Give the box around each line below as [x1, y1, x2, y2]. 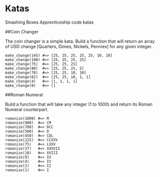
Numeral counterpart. [5, 106, 49, 112]
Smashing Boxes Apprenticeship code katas [5, 19, 94, 25]
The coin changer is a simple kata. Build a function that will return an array [5, 38, 155, 44]
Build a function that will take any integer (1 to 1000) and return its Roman [5, 101, 153, 107]
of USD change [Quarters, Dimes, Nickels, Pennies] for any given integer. [5, 43, 153, 49]
